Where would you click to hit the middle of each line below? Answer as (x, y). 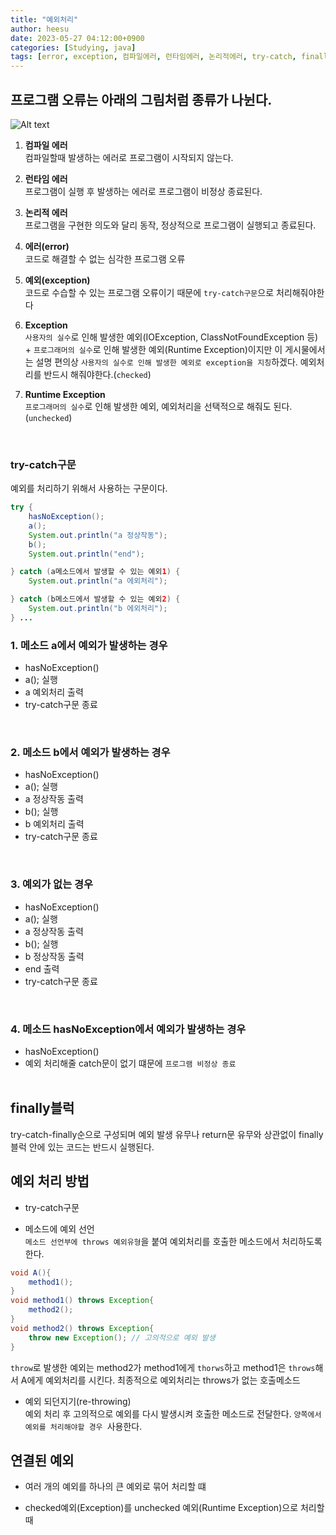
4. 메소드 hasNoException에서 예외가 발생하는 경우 (128, 1029)
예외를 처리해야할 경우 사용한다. (83, 1426)
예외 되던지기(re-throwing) (78, 1401)
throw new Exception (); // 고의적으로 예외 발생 (122, 1337)
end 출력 (42, 968)
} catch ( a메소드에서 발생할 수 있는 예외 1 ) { (95, 572)
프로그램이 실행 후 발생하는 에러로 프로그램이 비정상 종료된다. (143, 191)
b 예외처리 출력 (54, 824)
